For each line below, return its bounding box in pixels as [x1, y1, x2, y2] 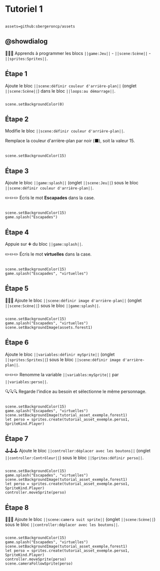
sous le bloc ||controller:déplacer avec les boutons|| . [5, 521, 120, 528]
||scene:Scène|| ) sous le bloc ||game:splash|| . [5, 303, 100, 309]
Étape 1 [5, 70, 28, 78]
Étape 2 [5, 115, 29, 123]
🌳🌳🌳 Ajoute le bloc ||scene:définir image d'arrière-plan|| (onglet [5, 297, 142, 303]
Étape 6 [5, 338, 29, 347]
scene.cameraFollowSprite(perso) [5, 561, 73, 566]
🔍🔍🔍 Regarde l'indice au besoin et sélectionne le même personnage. [5, 389, 147, 394]
